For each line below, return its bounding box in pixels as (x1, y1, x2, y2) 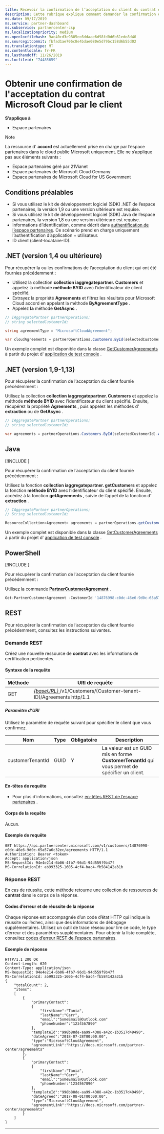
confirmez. (5, 725, 27, 731)
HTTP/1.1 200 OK (5, 957, 38, 962)
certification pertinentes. (5, 655, 55, 661)
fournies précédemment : (5, 270, 56, 276)
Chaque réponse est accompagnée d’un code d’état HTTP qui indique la (5, 914, 150, 920)
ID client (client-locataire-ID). (12, 238, 71, 243)
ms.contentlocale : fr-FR (5, 48, 56, 53)
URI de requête (77, 679, 113, 686)
